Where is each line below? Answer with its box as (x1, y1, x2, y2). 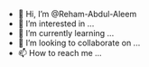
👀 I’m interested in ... (17, 18, 95, 29)
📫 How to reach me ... (17, 48, 102, 58)
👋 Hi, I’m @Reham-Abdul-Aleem (17, 9, 137, 19)
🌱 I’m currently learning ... (17, 28, 115, 38)
